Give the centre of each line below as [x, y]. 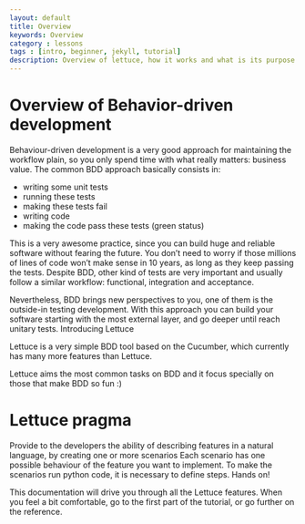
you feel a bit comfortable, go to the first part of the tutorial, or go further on [152, 501]
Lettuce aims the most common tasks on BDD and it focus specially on [142, 374]
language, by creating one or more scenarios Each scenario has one [137, 455]
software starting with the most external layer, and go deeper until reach [145, 319]
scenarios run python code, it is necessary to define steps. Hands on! [140, 474]
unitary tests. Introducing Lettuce [72, 328]
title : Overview [40, 26]
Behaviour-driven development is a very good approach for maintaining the [151, 149]
